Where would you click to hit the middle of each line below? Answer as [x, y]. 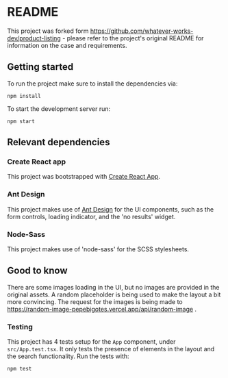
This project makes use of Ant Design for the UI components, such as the [111, 209]
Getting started [40, 67]
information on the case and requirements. [67, 45]
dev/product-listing [34, 38]
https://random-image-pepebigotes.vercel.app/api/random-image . [102, 309]
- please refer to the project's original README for [133, 38]
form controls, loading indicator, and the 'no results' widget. [91, 216]
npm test [20, 369]
